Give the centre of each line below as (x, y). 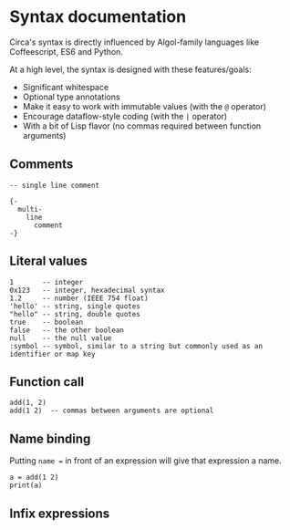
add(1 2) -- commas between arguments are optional (112, 411)
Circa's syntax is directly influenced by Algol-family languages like (135, 42)
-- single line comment (55, 185)
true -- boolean (47, 322)
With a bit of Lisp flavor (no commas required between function (142, 126)
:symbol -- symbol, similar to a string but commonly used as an (136, 346)
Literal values (49, 261)
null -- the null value (61, 338)
